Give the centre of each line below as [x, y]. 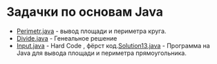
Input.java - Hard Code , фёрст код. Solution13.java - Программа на [113, 45]
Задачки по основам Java [85, 12]
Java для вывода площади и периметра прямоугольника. [102, 53]
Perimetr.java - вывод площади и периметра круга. [91, 31]
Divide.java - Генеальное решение [67, 38]
